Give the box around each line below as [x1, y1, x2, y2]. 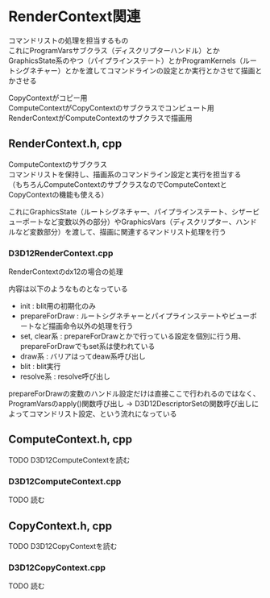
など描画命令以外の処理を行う [34, 322, 134, 331]
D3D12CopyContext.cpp [8, 562, 106, 573]
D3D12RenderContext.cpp [8, 247, 114, 259]
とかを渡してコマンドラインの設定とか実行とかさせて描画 [64, 65, 255, 75]
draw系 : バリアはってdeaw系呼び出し [19, 351, 147, 361]
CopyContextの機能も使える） [8, 189, 109, 199]
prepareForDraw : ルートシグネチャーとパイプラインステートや [19, 311, 230, 321]
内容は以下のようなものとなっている [8, 284, 128, 294]
